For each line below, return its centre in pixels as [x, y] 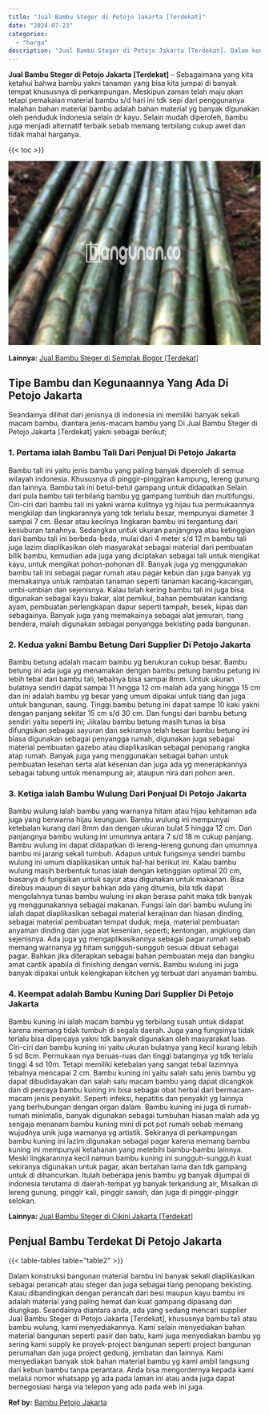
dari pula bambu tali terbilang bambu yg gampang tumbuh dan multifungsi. [132, 496]
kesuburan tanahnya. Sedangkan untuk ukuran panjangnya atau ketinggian [132, 530]
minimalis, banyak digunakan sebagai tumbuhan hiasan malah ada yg [145, 1115]
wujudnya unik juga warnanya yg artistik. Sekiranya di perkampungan [123, 1132]
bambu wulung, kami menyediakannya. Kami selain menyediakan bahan [127, 1328]
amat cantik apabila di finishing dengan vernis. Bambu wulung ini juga [123, 965]
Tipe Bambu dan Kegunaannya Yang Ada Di [118, 383]
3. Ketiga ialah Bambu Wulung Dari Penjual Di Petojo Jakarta [128, 793]
